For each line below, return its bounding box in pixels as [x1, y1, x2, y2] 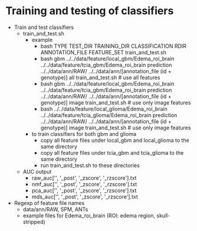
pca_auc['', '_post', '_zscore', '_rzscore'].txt [31, 187, 137, 194]
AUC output [22, 168, 52, 175]
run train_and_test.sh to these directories [40, 161, 140, 169]
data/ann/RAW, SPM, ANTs [22, 206, 88, 213]
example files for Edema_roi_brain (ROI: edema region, [22, 212, 156, 219]
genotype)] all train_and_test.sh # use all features [40, 74, 160, 81]
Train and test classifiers [14, 24, 74, 31]
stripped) [22, 218, 45, 225]
